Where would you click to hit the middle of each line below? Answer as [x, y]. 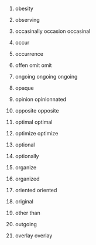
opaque [24, 88]
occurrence [29, 54]
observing [27, 20]
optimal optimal [34, 122]
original [24, 201]
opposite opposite [37, 110]
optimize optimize [37, 133]
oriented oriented [36, 190]
